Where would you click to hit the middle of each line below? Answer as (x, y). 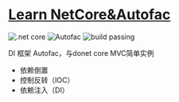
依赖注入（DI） (44, 90)
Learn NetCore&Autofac (89, 15)
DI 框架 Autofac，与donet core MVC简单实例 (81, 53)
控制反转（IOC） (47, 80)
